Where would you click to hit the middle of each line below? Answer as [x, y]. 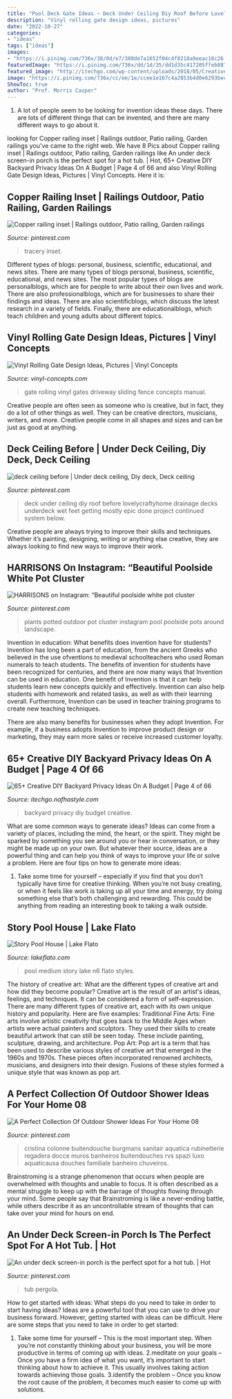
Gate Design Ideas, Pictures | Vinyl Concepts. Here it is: [86, 175]
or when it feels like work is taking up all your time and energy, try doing [119, 891]
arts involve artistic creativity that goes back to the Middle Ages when [106, 1021]
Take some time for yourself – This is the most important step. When [114, 1337]
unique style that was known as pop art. [64, 1072]
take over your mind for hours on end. [61, 1213]
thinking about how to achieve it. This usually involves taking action [113, 1367]
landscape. [40, 629]
